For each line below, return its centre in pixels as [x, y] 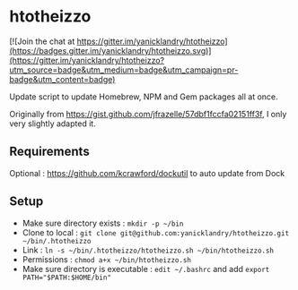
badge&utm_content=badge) [62, 79]
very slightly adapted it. [53, 124]
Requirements [49, 152]
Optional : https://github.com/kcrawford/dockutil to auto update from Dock [147, 173]
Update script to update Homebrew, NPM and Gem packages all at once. [144, 97]
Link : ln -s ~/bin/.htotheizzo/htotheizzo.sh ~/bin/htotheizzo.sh [148, 250]
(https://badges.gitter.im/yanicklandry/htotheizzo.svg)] [110, 50]
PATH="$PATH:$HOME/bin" [67, 277]
